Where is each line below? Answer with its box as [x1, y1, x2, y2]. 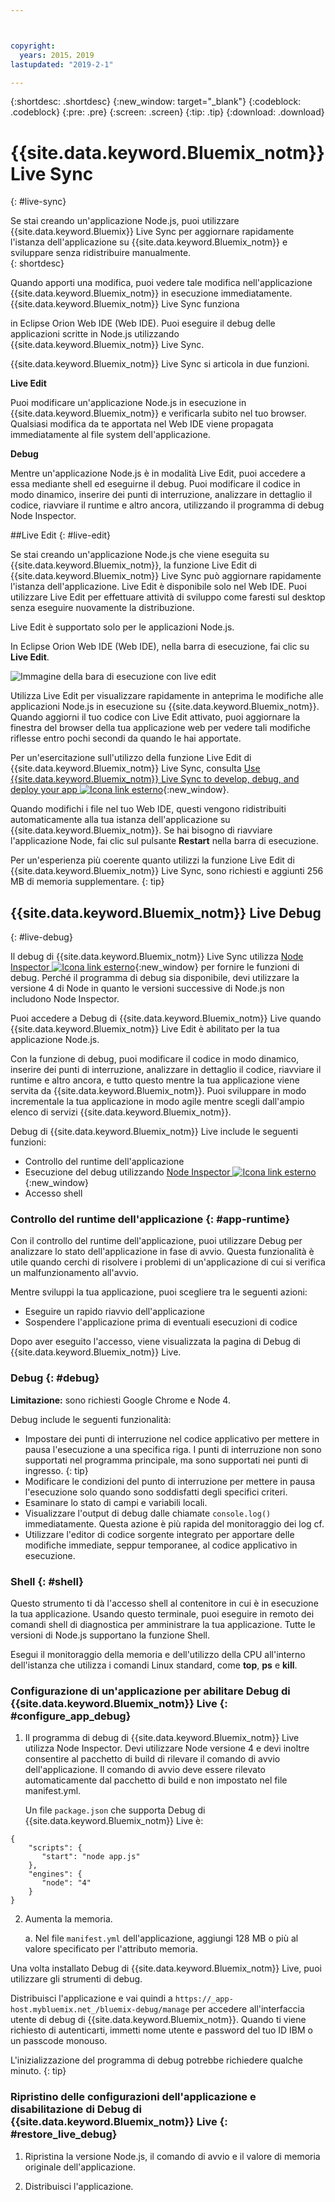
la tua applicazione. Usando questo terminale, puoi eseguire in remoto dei [10, 1608, 315, 1620]
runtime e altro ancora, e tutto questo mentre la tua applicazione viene [10, 1074, 300, 1086]
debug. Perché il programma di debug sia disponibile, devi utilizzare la [10, 972, 300, 984]
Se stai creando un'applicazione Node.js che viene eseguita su [10, 549, 270, 561]
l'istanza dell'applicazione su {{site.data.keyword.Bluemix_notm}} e [10, 236, 288, 248]
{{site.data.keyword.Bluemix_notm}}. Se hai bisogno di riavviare [10, 824, 273, 836]
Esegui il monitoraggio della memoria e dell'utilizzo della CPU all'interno [10, 1649, 306, 1661]
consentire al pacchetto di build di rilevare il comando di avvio [24, 1753, 281, 1765]
